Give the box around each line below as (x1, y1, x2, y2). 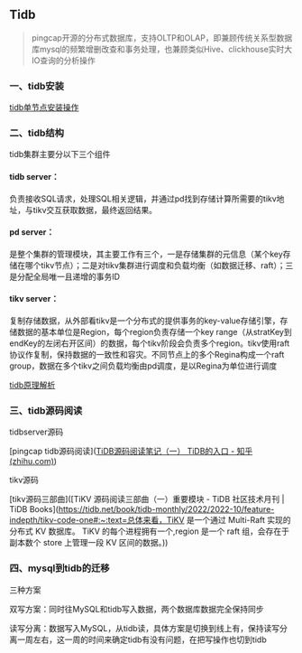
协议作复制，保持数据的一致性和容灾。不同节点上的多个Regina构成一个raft (9, 350, 285, 360)
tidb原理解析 (9, 379, 56, 391)
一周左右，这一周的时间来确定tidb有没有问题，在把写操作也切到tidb (16, 634, 268, 645)
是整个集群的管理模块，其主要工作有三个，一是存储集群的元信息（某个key (9, 248, 284, 259)
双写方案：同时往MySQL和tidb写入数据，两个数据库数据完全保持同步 (9, 603, 264, 614)
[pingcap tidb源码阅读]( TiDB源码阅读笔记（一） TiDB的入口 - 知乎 (9, 446, 253, 457)
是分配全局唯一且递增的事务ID (9, 271, 120, 282)
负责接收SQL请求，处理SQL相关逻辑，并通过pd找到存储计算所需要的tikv (9, 193, 277, 204)
